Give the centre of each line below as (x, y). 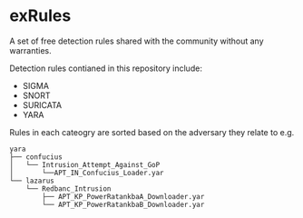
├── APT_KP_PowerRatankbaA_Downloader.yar (123, 196)
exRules (40, 16)
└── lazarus (32, 181)
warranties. (30, 50)
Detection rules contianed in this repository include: (106, 68)
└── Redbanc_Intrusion (68, 188)
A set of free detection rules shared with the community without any (137, 41)
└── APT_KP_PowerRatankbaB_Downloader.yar (123, 204)
